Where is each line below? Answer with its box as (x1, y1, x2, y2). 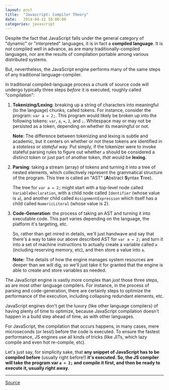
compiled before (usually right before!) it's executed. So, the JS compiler (5, 354, 159, 360)
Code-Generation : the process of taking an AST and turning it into (12, 210, 151, 216)
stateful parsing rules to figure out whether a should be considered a (12, 149, 155, 155)
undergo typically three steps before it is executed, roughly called (5, 87, 142, 93)
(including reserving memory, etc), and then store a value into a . (12, 247, 145, 253)
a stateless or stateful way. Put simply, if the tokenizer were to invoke (12, 144, 156, 150)
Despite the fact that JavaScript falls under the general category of (5, 35, 144, 41)
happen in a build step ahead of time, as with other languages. (5, 314, 135, 320)
